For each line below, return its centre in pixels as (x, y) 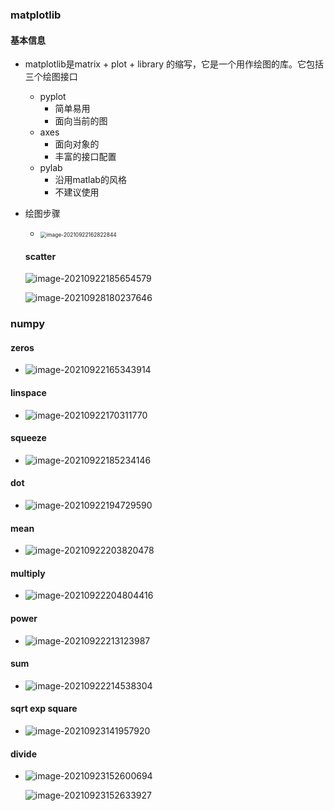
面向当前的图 (81, 121)
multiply (28, 573)
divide (23, 754)
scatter (40, 256)
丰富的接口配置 (85, 157)
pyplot (53, 97)
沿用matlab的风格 (90, 180)
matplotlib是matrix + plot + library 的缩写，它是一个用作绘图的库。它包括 (174, 64)
